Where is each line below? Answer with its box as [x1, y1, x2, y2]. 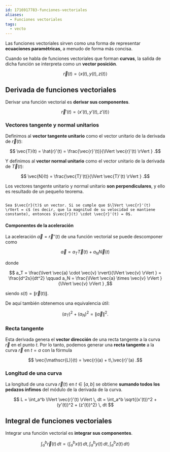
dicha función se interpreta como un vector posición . [5, 61, 118, 67]
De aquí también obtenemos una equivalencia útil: [5, 300, 110, 306]
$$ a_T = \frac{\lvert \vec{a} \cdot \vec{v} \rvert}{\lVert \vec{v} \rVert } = [9, 270, 161, 276]
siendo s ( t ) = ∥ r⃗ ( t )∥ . [5, 290, 49, 297]
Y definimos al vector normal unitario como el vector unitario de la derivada [5, 158, 165, 164]
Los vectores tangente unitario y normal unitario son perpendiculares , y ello [5, 183, 165, 189]
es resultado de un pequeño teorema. [5, 188, 84, 195]
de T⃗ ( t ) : [5, 164, 24, 170]
